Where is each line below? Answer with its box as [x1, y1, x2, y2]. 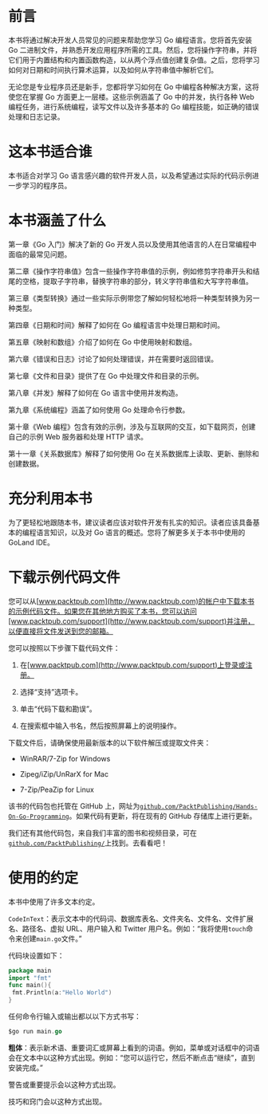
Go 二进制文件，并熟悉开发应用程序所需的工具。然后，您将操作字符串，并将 [8, 45, 258, 54]
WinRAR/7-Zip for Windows [19, 754, 111, 763]
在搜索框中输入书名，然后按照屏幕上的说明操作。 [19, 721, 181, 730]
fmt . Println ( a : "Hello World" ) [11, 989, 112, 997]
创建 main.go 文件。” [22, 934, 82, 943]
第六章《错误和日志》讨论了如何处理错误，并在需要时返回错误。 [8, 354, 218, 364]
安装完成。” [8, 1062, 44, 1073]
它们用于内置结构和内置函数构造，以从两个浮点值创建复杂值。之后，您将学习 [8, 55, 260, 65]
